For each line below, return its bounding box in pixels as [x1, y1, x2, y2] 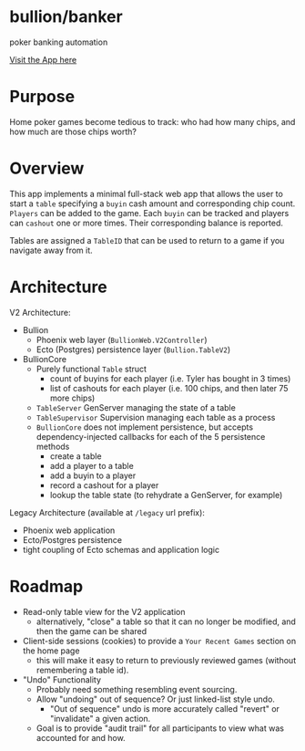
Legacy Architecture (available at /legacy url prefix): [9, 506, 205, 517]
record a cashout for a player [49, 479, 159, 490]
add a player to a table [49, 460, 134, 471]
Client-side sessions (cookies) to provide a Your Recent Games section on [22, 635, 297, 646]
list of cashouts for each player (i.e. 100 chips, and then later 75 [49, 382, 289, 393]
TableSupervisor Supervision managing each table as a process [36, 412, 276, 422]
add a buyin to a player [49, 470, 137, 481]
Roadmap [9, 576, 84, 597]
